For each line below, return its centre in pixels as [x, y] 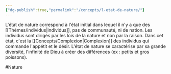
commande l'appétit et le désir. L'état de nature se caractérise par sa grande [86, 46]
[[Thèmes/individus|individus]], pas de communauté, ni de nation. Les [79, 30]
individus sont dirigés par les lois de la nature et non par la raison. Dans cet [84, 35]
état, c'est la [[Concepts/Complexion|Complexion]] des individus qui [77, 41]
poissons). [16, 57]
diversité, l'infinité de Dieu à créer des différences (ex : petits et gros [77, 52]
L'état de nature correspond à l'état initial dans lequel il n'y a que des [78, 24]
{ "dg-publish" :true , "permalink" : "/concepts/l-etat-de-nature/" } [75, 10]
